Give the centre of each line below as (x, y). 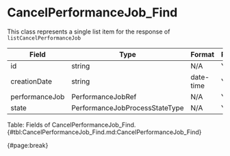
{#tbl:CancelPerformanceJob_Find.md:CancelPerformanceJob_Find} (104, 132)
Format (202, 54)
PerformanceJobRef (104, 96)
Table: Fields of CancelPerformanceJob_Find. (72, 125)
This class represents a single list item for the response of (89, 31)
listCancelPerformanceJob (44, 38)
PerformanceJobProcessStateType (128, 107)
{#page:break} (28, 145)
